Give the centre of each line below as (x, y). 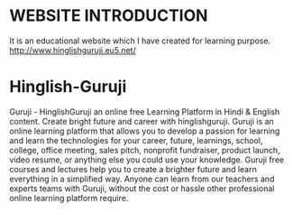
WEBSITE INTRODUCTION (109, 16)
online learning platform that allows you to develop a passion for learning (145, 131)
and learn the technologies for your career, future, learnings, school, (136, 140)
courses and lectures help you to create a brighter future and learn (133, 169)
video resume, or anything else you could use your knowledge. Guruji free (147, 160)
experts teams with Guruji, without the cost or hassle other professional (142, 188)
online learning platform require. (69, 198)
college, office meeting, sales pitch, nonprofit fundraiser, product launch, (145, 150)
